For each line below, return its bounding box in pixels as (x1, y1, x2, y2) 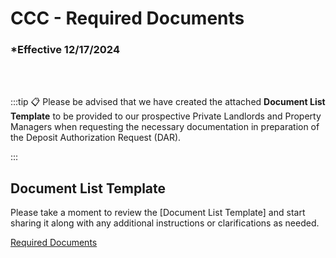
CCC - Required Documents (10, 7, 245, 30)
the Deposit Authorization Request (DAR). (10, 132, 182, 144)
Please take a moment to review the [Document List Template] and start (10, 207, 306, 219)
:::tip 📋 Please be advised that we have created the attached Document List (10, 96, 326, 108)
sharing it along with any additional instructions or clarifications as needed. (10, 217, 320, 229)
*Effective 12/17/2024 (10, 43, 120, 57)
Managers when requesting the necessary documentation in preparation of (10, 121, 320, 133)
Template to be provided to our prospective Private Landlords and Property (10, 110, 322, 122)
